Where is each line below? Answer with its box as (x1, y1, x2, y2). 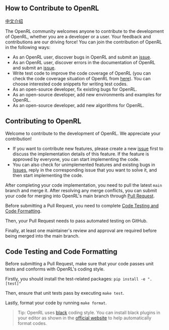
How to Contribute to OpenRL (5, 4, 99, 13)
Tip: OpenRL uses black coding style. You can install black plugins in (17, 310, 160, 316)
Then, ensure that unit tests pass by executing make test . (5, 290, 125, 296)
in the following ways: (5, 44, 50, 50)
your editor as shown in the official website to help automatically (17, 315, 152, 321)
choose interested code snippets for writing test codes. (12, 81, 128, 87)
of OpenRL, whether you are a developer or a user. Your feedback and (5, 33, 151, 39)
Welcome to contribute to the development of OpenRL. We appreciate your (5, 130, 160, 136)
